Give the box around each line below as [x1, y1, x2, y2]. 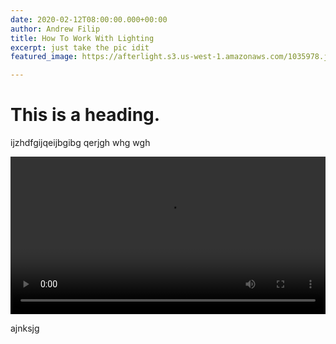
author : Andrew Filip [10, 24, 101, 34]
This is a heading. [10, 104, 161, 126]
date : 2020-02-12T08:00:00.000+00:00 [10, 14, 168, 25]
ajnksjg [10, 322, 40, 335]
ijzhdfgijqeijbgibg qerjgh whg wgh [10, 137, 151, 149]
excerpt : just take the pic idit [10, 42, 150, 53]
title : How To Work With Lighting [10, 33, 155, 43]
